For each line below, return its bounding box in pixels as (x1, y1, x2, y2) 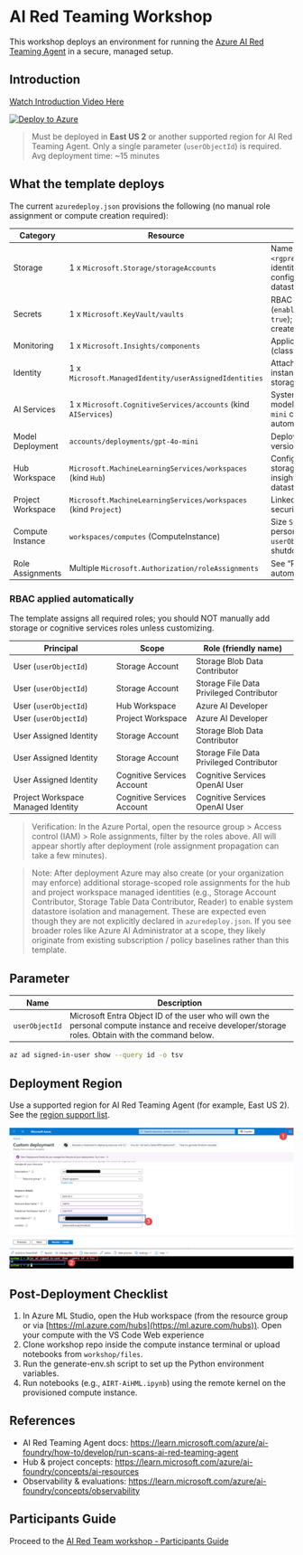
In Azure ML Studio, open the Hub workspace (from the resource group (22, 1310, 289, 1321)
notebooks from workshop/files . (22, 1348, 143, 1359)
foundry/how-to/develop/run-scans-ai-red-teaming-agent (22, 1447, 239, 1457)
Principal (43, 642, 78, 653)
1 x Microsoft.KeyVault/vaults (69, 309, 185, 320)
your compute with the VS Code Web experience (22, 1329, 205, 1340)
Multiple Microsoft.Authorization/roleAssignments (69, 563, 259, 574)
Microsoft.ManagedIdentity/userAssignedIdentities (69, 373, 263, 383)
